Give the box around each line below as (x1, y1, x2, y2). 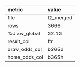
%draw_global (7, 30, 40, 37)
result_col (7, 38, 30, 45)
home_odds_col (7, 54, 44, 60)
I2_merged (48, 15, 73, 21)
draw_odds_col (7, 46, 42, 52)
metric (7, 6, 23, 13)
